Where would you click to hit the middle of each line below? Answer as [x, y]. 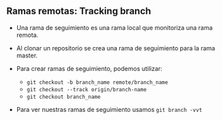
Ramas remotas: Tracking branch [79, 11]
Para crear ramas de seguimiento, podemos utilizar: [89, 68]
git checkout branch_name [63, 97]
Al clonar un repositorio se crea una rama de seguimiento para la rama [115, 48]
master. [27, 55]
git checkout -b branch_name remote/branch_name [97, 82]
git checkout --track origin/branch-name [86, 89]
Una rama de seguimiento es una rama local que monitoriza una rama [114, 27]
